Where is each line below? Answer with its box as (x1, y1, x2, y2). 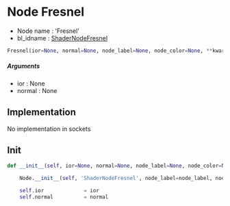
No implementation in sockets (7, 125, 91, 133)
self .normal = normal (19, 194, 109, 201)
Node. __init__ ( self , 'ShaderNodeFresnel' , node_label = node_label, (19, 175, 213, 182)
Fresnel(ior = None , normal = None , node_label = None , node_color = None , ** (7, 47, 213, 54)
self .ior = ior (19, 188, 99, 194)
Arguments (7, 62, 40, 70)
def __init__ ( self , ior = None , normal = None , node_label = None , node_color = (7, 162, 222, 170)
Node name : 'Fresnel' (16, 27, 80, 35)
